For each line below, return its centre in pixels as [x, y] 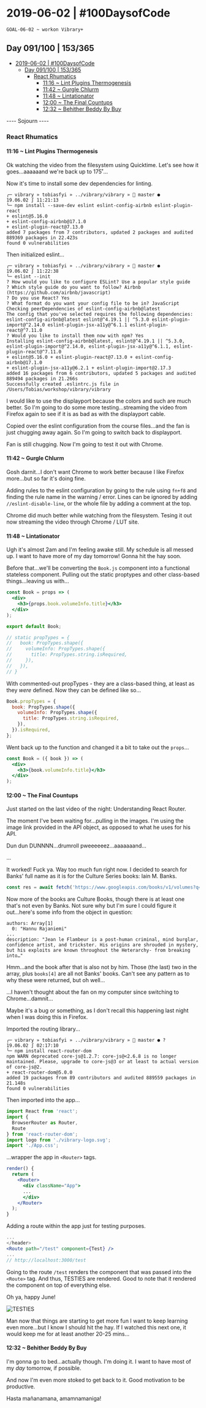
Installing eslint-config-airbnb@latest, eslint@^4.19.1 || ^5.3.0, [96, 341]
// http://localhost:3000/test [46, 1260]
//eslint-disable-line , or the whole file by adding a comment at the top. [99, 503]
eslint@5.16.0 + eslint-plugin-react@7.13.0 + [72, 357]
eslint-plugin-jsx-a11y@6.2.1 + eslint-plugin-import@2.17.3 [92, 368]
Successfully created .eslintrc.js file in [63, 384]
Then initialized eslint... [35, 254]
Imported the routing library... [44, 1029]
